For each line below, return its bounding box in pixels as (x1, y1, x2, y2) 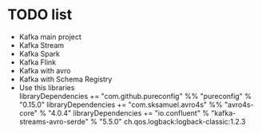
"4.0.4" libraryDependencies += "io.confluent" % (48, 108, 209, 117)
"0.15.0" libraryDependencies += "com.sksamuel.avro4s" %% (18, 100, 223, 109)
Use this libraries (18, 82, 75, 93)
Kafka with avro (18, 65, 71, 75)
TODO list (7, 6, 73, 24)
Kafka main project (18, 32, 81, 41)
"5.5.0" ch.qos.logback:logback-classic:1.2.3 (98, 116, 246, 126)
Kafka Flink (18, 57, 57, 67)
